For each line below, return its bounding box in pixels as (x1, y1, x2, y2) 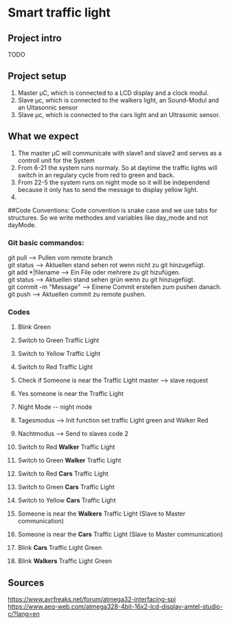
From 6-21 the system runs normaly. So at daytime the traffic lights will (17, 163, 218, 171)
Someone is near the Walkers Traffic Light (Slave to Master (17, 509, 186, 518)
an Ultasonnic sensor (17, 103, 78, 112)
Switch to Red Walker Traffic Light (17, 443, 115, 452)
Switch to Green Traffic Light (17, 336, 100, 345)
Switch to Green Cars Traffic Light (17, 483, 115, 491)
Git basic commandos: (8, 237, 84, 247)
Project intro (8, 32, 62, 44)
